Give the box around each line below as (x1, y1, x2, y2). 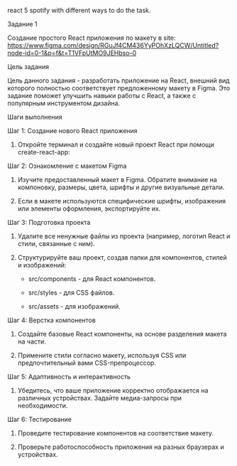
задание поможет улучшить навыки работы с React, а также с (7, 92, 197, 100)
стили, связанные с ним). (17, 240, 95, 248)
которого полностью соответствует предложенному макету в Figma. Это (7, 84, 231, 92)
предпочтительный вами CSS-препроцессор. (17, 359, 156, 367)
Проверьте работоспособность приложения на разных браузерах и (17, 443, 225, 451)
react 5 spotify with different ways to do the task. (7, 6, 151, 14)
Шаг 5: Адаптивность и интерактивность (7, 373, 131, 381)
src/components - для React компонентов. (28, 275, 156, 283)
